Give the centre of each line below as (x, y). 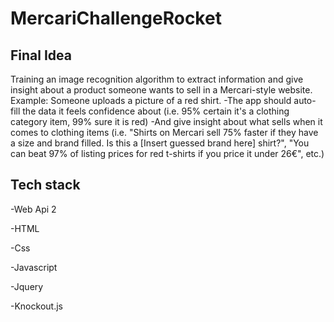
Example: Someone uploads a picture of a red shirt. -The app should (151, 100)
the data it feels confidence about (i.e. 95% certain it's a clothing (156, 111)
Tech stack (45, 185)
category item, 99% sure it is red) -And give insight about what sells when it (166, 121)
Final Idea (41, 55)
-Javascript (34, 267)
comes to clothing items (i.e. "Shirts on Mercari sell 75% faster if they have (164, 132)
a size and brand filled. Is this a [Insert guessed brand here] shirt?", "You (160, 143)
